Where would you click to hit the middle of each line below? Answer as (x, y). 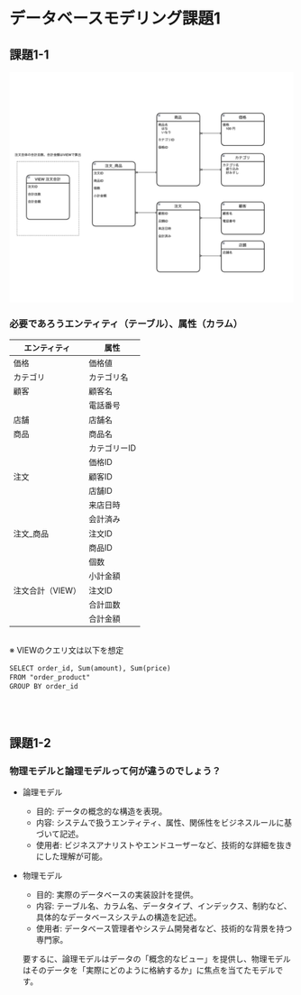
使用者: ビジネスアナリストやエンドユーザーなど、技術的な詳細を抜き (164, 845)
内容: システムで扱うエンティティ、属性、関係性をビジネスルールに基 (164, 823)
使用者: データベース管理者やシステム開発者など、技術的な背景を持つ (164, 928)
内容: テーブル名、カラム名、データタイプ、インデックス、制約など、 (164, 906)
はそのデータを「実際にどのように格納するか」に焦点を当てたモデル (149, 971)
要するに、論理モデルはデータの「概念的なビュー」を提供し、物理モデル (156, 959)
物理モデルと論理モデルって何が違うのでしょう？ (115, 771)
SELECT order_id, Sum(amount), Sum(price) (90, 668)
